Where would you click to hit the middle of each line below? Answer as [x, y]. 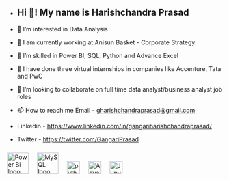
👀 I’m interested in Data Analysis [62, 29]
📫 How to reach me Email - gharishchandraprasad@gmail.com [106, 110]
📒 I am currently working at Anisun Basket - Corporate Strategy [106, 42]
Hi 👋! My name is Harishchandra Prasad [103, 13]
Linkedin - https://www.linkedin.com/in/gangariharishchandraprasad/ [114, 126]
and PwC [30, 76]
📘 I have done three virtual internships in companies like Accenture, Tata [119, 68]
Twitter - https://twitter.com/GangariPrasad [78, 139]
